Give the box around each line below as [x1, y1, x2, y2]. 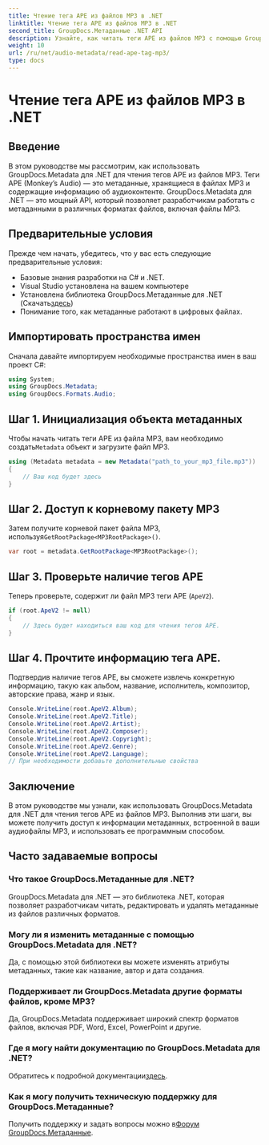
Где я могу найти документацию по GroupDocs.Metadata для [8, 1042, 260, 1054]
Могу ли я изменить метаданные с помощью [8, 928, 195, 940]
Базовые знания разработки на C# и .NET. [19, 272, 165, 282]
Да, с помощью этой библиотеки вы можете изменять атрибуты [8, 957, 230, 967]
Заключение [8, 779, 75, 793]
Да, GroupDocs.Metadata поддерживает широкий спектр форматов [8, 1014, 239, 1024]
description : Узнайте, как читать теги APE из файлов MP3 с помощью [8, 34, 242, 43]
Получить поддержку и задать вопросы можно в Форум [8, 1119, 200, 1128]
